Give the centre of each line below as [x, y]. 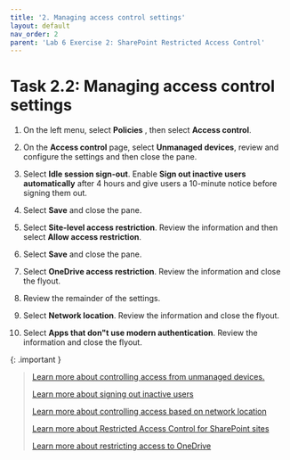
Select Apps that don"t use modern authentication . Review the [140, 333]
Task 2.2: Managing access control [142, 86]
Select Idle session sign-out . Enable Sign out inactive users [134, 174]
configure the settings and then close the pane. [110, 157]
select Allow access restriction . [82, 237]
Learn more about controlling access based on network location [149, 412]
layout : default [40, 26]
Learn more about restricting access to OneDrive [121, 446]
